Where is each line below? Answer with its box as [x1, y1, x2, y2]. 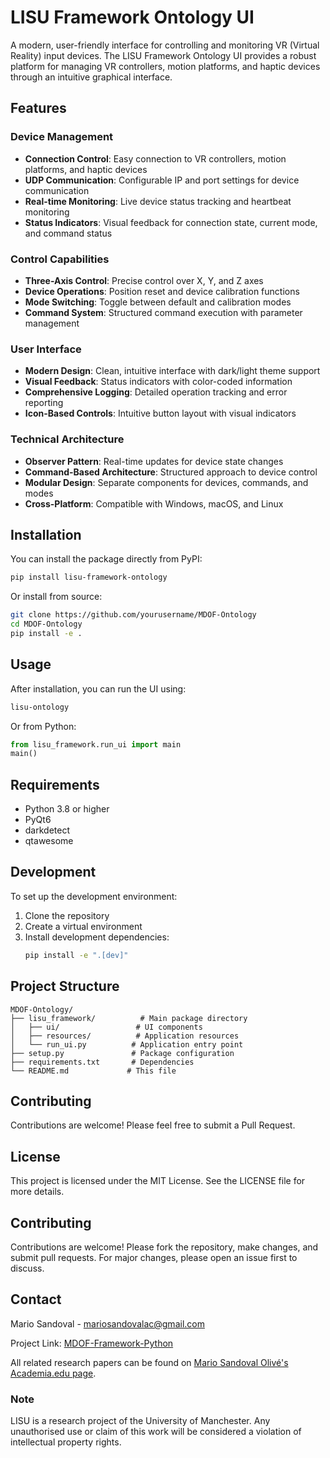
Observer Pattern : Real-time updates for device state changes [24, 455, 284, 467]
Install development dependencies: [24, 931, 170, 943]
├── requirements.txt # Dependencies [10, 1057, 195, 1067]
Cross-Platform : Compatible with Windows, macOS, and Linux [24, 497, 284, 510]
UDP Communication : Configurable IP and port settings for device [24, 174, 300, 186]
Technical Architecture [10, 432, 125, 446]
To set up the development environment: [10, 890, 178, 902]
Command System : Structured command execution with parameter [24, 306, 303, 318]
